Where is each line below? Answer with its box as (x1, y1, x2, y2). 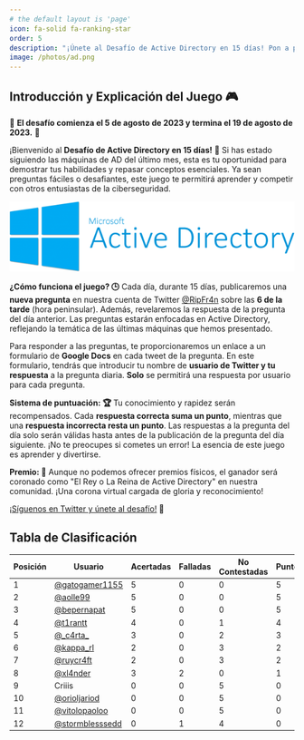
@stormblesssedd (53, 717, 122, 729)
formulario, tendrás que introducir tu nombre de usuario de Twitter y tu (9, 360, 276, 371)
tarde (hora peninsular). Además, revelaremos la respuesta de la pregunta (9, 304, 286, 315)
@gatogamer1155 (53, 579, 124, 589)
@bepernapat (53, 604, 106, 616)
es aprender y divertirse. (9, 449, 101, 460)
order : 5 (9, 34, 43, 43)
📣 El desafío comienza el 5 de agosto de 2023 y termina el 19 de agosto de (9, 117, 293, 128)
